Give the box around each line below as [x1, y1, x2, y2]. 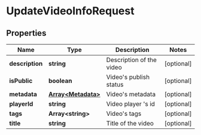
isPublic [9, 76, 33, 85]
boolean [48, 76, 72, 85]
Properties [6, 28, 47, 38]
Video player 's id [106, 100, 156, 108]
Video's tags [106, 109, 142, 118]
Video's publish [106, 73, 150, 81]
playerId [9, 100, 33, 108]
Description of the [106, 56, 157, 64]
